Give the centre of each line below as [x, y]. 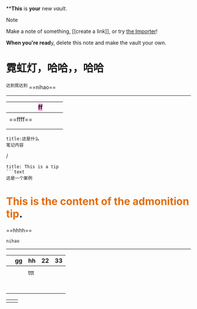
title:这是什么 [23, 139]
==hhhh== [19, 230]
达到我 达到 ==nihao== [31, 87]
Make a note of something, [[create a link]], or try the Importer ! [82, 31]
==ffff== [21, 119]
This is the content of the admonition [98, 201]
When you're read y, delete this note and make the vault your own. [86, 43]
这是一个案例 [19, 178]
